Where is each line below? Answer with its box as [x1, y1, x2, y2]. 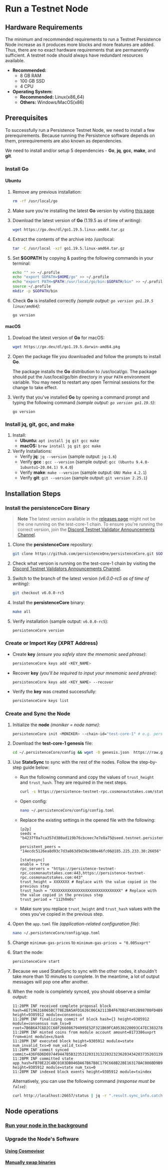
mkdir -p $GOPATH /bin [12, 289, 58, 294]
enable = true [19, 862, 49, 867]
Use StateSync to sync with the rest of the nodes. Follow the [12, 759, 138, 765]
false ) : [12, 1083, 27, 1089]
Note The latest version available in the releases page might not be [17, 516, 156, 522]
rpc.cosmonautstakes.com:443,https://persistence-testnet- [19, 871, 146, 876]
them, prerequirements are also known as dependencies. [5, 137, 122, 143]
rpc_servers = [19, 866, 49, 872]
